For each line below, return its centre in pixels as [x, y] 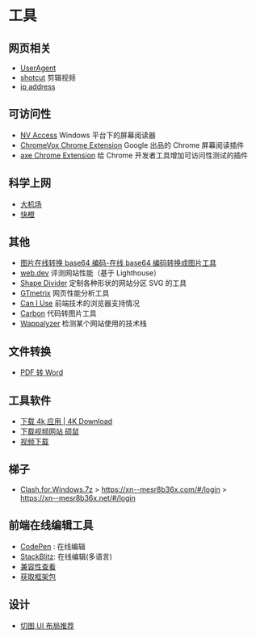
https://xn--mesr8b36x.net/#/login [78, 497]
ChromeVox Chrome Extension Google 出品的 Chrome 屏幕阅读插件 [132, 145]
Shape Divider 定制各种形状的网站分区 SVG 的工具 [103, 283]
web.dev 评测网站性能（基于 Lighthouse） [90, 273]
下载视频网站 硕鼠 [49, 431]
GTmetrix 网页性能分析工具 [65, 293]
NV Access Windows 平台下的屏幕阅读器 [88, 135]
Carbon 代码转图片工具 [58, 313]
